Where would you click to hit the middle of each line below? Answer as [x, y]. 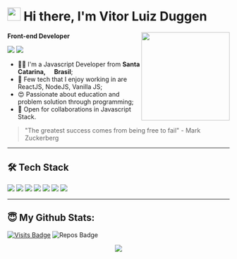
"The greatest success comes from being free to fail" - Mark [113, 130]
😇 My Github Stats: [51, 218]
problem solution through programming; [75, 102]
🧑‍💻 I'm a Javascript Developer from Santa [79, 64]
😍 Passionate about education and [68, 94]
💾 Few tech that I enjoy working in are [72, 79]
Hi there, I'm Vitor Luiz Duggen [115, 17]
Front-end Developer [39, 36]
